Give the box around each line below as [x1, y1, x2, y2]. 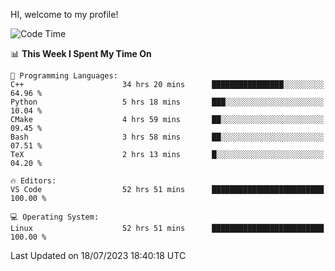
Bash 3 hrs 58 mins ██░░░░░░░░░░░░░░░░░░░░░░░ [10, 132, 325, 142]
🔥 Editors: [10, 176, 57, 186]
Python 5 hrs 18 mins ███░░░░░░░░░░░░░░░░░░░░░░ [10, 97, 325, 107]
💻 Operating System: [10, 212, 100, 222]
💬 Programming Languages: [10, 71, 118, 81]
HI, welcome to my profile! [10, 9, 119, 20]
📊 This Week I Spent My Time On [10, 48, 152, 59]
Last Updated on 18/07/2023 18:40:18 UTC [10, 250, 187, 261]
